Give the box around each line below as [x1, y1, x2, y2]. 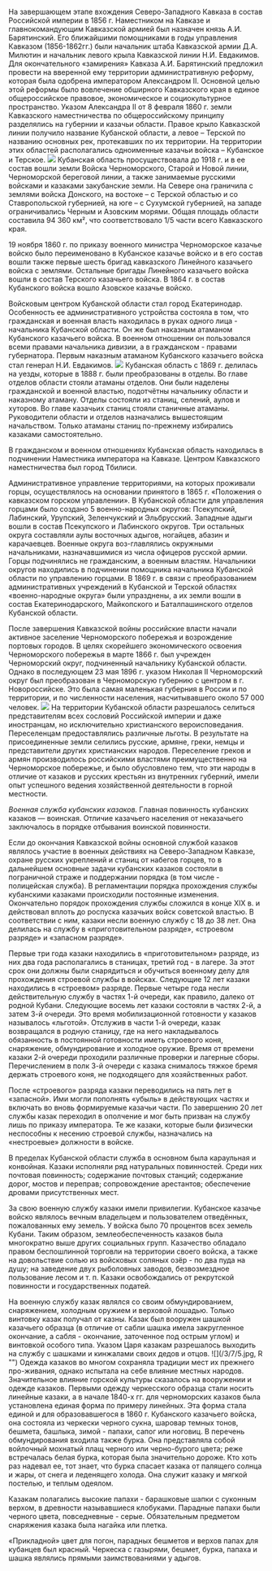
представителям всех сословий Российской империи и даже [8, 711, 222, 721]
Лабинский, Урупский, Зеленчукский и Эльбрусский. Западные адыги [8, 513, 253, 522]
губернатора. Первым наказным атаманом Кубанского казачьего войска [8, 351, 264, 360]
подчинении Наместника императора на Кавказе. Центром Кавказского [8, 454, 261, 463]
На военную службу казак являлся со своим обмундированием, [8, 1297, 234, 1307]
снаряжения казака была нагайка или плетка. [8, 1521, 168, 1530]
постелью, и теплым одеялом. [8, 1478, 114, 1488]
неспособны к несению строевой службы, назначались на [8, 1128, 213, 1138]
